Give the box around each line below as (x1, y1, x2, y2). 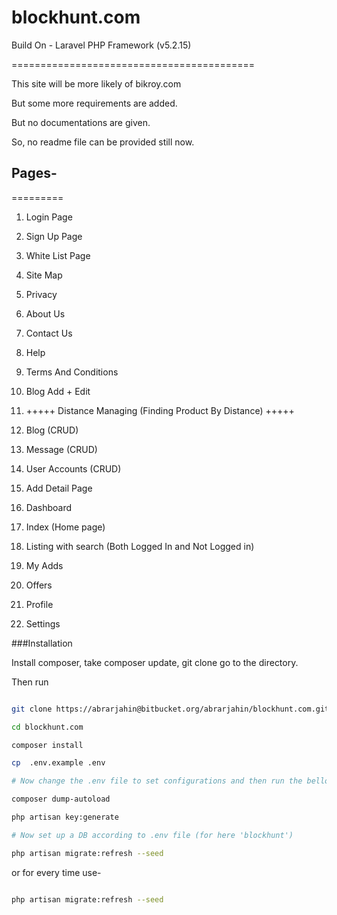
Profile (25, 598, 54, 610)
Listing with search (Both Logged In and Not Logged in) (25, 540, 255, 552)
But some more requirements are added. (11, 97, 178, 109)
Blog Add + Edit (25, 385, 91, 397)
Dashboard (25, 501, 73, 513)
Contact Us (25, 327, 73, 339)
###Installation (11, 637, 73, 649)
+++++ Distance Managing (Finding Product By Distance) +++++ (25, 404, 295, 416)
